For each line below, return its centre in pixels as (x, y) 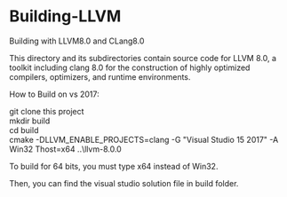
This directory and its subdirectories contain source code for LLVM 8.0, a (143, 58)
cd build (24, 130)
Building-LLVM (65, 16)
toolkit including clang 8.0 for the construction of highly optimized (130, 67)
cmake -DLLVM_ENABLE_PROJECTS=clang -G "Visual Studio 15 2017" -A (144, 139)
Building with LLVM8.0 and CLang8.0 (77, 41)
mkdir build (30, 121)
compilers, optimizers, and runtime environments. (100, 76)
